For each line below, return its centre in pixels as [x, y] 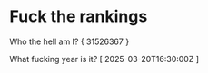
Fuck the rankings [79, 17]
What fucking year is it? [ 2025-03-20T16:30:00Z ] [104, 59]
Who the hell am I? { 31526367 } [69, 41]
